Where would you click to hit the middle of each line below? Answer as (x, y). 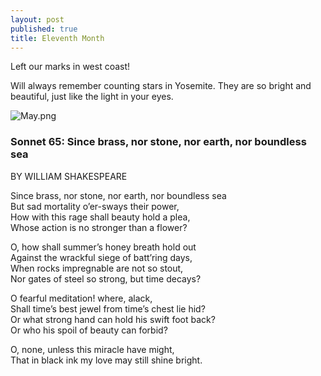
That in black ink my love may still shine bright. (106, 360)
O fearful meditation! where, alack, (81, 298)
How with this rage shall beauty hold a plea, (100, 217)
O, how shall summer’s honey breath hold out (103, 247)
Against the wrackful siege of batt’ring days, (101, 257)
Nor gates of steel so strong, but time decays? (106, 278)
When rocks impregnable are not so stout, (97, 268)
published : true (44, 29)
